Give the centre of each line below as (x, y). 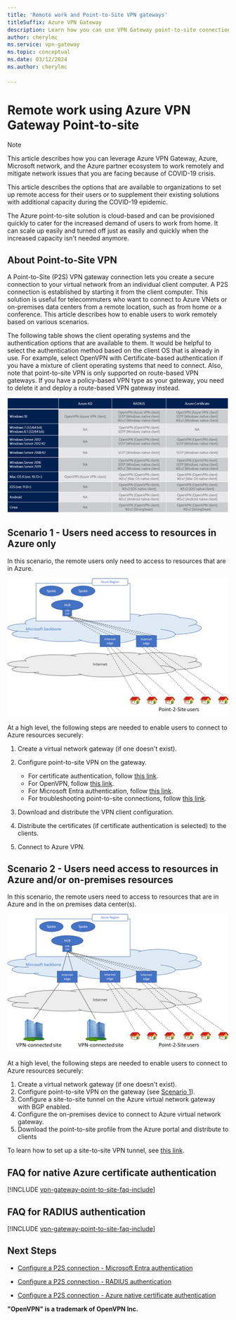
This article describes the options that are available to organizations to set (114, 187)
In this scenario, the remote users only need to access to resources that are (117, 561)
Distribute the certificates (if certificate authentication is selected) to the (122, 825)
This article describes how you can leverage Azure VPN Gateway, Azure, (112, 158)
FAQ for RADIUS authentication (77, 1212)
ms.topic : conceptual (39, 52)
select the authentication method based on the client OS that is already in (113, 351)
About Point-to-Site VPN (62, 260)
